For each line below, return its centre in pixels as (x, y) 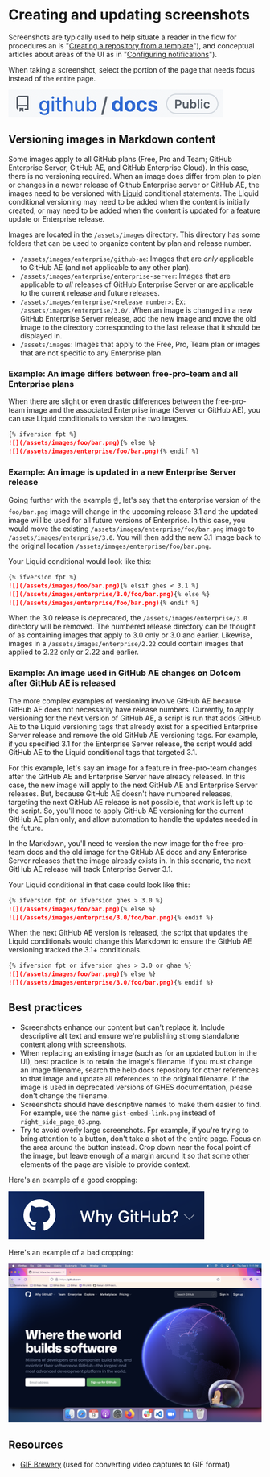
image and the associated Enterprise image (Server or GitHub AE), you (144, 410)
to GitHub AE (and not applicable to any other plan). (105, 267)
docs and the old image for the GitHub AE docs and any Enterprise (137, 852)
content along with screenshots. (73, 1044)
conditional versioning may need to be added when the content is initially (129, 201)
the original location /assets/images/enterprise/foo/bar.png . (110, 546)
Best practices (45, 1008)
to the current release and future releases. (90, 292)
